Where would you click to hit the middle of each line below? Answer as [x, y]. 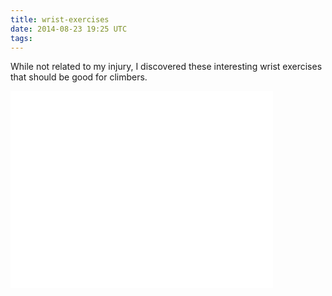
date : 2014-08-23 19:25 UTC [69, 29]
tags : [21, 38]
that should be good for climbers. [79, 77]
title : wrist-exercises [60, 19]
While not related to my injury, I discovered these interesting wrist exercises [166, 67]
